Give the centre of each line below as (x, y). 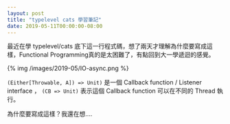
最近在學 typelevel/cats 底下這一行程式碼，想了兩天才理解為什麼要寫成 (107, 46)
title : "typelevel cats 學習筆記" (54, 20)
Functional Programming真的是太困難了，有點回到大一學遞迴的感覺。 (117, 55)
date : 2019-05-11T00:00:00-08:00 (55, 26)
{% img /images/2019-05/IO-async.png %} (68, 68)
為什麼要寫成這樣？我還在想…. (50, 114)
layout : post (26, 13)
